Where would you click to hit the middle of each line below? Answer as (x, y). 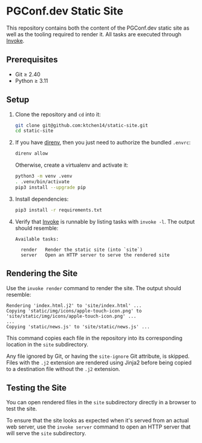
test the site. (22, 409)
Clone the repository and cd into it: (58, 114)
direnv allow (31, 154)
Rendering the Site (42, 273)
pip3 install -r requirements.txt (58, 210)
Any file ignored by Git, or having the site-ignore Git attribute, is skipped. (98, 356)
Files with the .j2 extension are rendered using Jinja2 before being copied (99, 362)
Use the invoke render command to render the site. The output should (94, 288)
